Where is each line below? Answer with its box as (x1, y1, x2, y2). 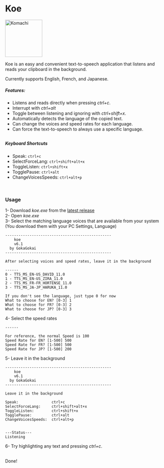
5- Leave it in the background (5, 355, 65, 361)
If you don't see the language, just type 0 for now (5, 293, 116, 298)
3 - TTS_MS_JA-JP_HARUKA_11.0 (5, 285, 68, 290)
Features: (5, 87, 26, 93)
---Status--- (5, 430, 32, 435)
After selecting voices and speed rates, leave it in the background (5, 259, 152, 264)
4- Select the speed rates (5, 315, 57, 321)
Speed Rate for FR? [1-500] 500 (5, 342, 72, 347)
